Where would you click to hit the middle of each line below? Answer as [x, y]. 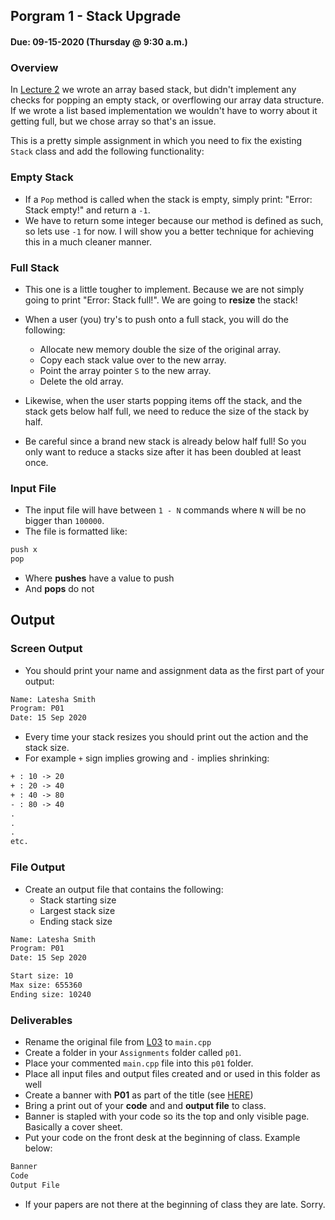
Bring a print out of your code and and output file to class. [145, 1106]
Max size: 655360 [46, 985]
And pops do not [59, 588]
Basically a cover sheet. [73, 1127]
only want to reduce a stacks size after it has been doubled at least [163, 451]
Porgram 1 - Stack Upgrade [96, 16]
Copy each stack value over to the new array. [133, 360]
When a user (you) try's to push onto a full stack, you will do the [156, 319]
